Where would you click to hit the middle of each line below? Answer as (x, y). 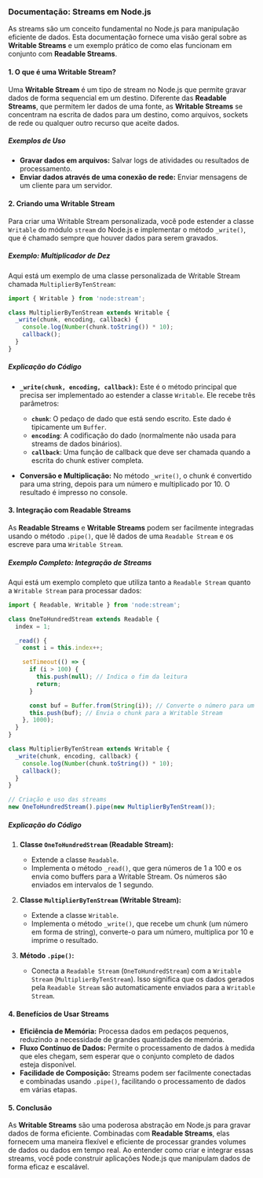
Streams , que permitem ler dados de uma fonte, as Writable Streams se (126, 106)
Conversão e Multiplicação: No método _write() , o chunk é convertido (136, 475)
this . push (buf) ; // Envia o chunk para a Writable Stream (126, 713)
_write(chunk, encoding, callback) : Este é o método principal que (128, 387)
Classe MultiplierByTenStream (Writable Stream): (100, 900)
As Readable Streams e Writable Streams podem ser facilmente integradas (131, 527)
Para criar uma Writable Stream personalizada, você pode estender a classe (131, 221)
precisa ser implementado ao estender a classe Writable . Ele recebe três (137, 395)
